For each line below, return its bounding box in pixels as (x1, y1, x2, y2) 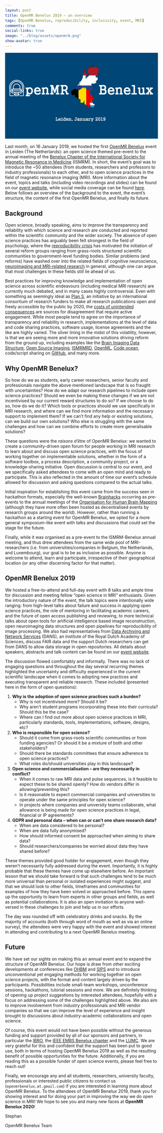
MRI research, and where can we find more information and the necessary (5, 408, 154, 414)
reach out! (5, 1063, 26, 1069)
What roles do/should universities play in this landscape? (19, 760, 133, 766)
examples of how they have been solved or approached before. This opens (5, 888, 155, 894)
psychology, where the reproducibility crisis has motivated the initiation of (5, 243, 153, 249)
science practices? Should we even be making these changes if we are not (5, 393, 155, 398)
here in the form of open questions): (5, 684, 78, 690)
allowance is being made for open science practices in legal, (19, 807, 141, 813)
